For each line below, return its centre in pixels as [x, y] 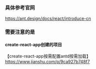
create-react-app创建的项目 [33, 44]
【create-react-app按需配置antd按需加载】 [48, 56]
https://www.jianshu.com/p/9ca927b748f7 [48, 62]
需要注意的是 [20, 32]
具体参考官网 [20, 7]
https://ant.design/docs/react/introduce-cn [48, 18]
